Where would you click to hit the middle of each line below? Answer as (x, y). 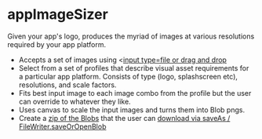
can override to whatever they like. (75, 101)
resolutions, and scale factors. (67, 85)
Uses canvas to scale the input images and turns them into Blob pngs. (131, 110)
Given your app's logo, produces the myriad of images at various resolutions (131, 36)
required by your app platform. (57, 44)
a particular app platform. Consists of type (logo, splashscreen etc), (128, 76)
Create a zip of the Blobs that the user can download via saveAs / (124, 118)
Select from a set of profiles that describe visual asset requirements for (134, 68)
